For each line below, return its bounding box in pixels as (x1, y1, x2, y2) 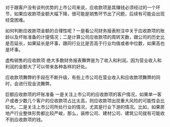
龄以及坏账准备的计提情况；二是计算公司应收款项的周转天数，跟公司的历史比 (5, 34, 165, 40)
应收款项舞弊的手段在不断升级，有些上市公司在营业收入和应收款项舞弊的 (5, 75, 156, 80)
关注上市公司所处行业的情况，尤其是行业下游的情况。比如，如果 (27, 104, 160, 110)
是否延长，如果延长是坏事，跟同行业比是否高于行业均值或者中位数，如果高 (5, 40, 160, 46)
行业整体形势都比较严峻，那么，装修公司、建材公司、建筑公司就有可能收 (14, 110, 165, 116)
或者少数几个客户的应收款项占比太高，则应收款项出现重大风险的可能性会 (9, 98, 160, 103)
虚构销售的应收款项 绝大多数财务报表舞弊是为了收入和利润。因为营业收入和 (5, 57, 162, 63)
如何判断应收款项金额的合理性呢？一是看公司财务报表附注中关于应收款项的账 (5, 28, 165, 34)
